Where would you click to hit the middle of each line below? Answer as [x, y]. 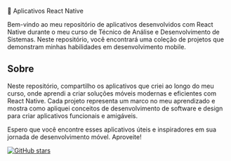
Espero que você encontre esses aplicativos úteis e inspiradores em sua [112, 129]
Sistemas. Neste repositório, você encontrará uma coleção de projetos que [116, 39]
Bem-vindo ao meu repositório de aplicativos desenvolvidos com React [110, 24]
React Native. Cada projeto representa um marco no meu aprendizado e [111, 101]
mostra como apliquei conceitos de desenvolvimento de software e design [115, 108]
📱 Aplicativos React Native [46, 11]
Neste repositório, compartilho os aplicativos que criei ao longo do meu [111, 86]
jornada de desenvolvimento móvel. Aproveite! [74, 136]
